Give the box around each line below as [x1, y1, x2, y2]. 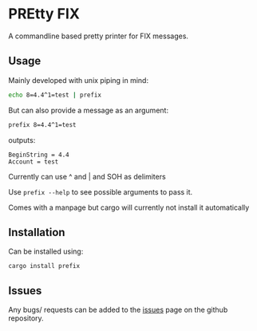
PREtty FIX [8, 5, 80, 23]
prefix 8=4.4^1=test [8, 120, 77, 128]
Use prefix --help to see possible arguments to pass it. [8, 187, 193, 196]
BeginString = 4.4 [8, 151, 69, 159]
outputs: [8, 135, 36, 144]
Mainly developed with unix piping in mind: [8, 75, 149, 85]
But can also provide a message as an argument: [8, 105, 169, 115]
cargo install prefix [8, 262, 81, 270]
